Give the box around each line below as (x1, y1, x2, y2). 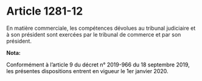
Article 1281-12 (6, 4, 83, 18)
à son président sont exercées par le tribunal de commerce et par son (6, 30, 181, 38)
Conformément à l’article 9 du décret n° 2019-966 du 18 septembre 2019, (6, 61, 190, 68)
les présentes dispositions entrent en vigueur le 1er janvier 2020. (6, 67, 169, 74)
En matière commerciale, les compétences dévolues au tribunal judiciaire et (6, 24, 196, 32)
